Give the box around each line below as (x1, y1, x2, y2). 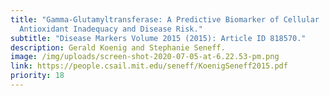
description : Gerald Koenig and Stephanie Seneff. (10, 42, 226, 53)
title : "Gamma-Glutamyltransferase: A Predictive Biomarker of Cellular (10, 14, 320, 25)
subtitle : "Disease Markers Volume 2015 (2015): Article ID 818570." (10, 33, 307, 43)
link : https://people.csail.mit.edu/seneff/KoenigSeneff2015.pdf (10, 61, 288, 71)
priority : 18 (10, 71, 65, 81)
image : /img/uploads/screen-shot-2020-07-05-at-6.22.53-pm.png (10, 52, 280, 62)
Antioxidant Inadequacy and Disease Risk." (19, 24, 203, 34)
